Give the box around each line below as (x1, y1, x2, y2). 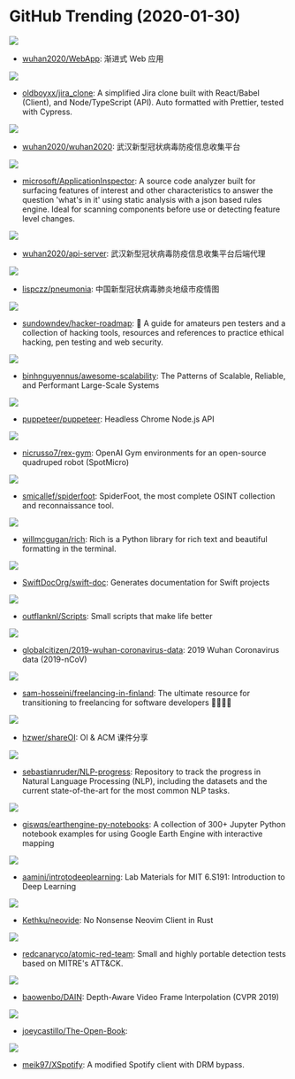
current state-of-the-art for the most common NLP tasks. (21, 785, 231, 796)
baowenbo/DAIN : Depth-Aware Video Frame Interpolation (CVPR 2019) (21, 991, 280, 1002)
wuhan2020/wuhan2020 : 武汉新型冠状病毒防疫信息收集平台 (21, 141, 241, 151)
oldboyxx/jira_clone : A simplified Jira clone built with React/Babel (21, 87, 261, 98)
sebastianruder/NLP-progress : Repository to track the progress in (21, 766, 261, 777)
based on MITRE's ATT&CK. (21, 958, 124, 968)
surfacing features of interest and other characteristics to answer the (21, 184, 274, 196)
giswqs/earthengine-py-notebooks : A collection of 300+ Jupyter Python (21, 819, 286, 829)
